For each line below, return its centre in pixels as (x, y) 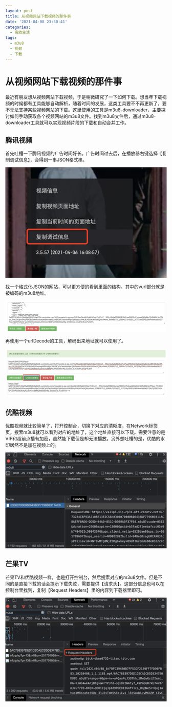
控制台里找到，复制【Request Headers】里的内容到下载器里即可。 (75, 590)
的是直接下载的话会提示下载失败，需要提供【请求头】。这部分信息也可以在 (87, 583)
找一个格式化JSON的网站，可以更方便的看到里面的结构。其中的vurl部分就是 (85, 287)
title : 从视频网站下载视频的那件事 (38, 16)
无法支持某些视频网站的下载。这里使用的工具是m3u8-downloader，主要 (85, 110)
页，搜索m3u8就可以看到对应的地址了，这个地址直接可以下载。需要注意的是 (85, 432)
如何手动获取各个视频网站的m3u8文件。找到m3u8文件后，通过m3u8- (83, 116)
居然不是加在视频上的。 (34, 445)
